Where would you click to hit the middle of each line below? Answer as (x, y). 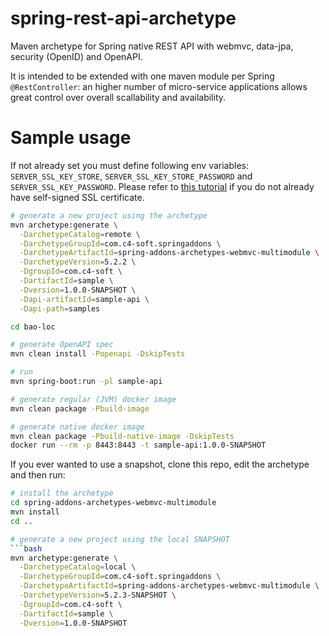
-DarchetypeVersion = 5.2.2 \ (78, 262)
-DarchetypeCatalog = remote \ (80, 234)
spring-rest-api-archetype (123, 18)
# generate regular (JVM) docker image (93, 399)
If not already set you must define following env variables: (129, 165)
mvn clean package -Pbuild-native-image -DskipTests (122, 436)
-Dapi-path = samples (60, 308)
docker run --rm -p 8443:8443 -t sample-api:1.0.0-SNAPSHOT (138, 445)
